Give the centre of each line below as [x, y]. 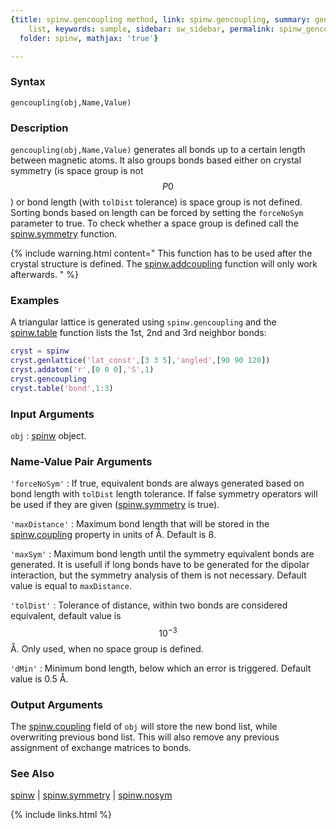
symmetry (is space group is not [77, 170]
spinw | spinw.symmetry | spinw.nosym [91, 795]
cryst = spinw [40, 351]
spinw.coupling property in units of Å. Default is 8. [113, 535]
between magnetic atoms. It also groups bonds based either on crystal [156, 160]
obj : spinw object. [48, 435]
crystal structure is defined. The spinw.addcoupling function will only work [164, 263]
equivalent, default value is [66, 616]
